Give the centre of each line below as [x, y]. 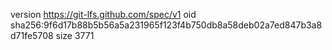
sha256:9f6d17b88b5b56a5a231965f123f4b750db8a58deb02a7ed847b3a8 [166, 25]
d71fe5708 [32, 35]
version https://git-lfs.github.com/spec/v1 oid [103, 14]
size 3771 [75, 35]
